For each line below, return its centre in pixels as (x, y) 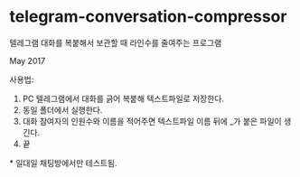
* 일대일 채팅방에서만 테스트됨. (63, 163)
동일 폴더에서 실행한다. (62, 109)
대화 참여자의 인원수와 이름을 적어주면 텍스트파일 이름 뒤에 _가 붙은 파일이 (152, 121)
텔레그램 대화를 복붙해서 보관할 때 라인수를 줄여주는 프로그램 (116, 42)
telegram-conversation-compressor (148, 17)
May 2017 (28, 61)
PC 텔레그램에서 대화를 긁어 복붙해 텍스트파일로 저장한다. (123, 98)
